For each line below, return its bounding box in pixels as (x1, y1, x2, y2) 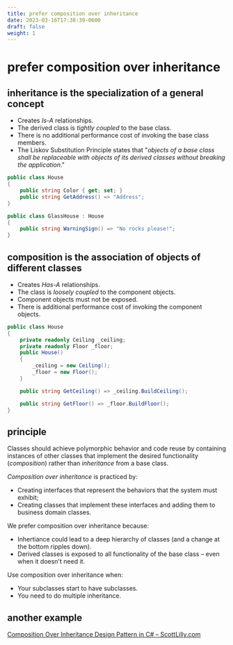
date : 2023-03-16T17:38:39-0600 (7, 17, 101, 24)
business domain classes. (17, 508, 92, 516)
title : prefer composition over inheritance (7, 10, 138, 17)
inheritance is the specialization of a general (7, 87, 204, 99)
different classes (7, 262, 82, 274)
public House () (19, 349, 64, 357)
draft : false (7, 23, 45, 30)
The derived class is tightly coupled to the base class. (17, 124, 172, 132)
